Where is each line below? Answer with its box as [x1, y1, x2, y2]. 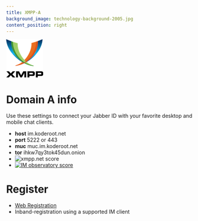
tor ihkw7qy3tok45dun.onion [14, 149, 86, 156]
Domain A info [6, 92, 77, 106]
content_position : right [6, 22, 67, 28]
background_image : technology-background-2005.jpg [6, 15, 134, 22]
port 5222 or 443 [14, 136, 58, 143]
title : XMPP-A [6, 9, 41, 15]
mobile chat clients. [6, 118, 54, 126]
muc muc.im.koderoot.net [14, 143, 78, 150]
